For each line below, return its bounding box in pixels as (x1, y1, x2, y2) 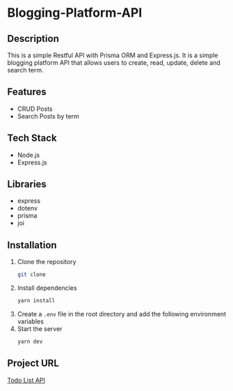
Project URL (7, 358, 59, 369)
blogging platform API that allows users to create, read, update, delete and (7, 59, 220, 67)
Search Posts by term (17, 112, 80, 120)
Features (7, 86, 47, 98)
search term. (7, 66, 44, 74)
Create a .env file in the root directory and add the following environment (17, 310, 227, 318)
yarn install (17, 298, 56, 305)
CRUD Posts (17, 105, 53, 113)
